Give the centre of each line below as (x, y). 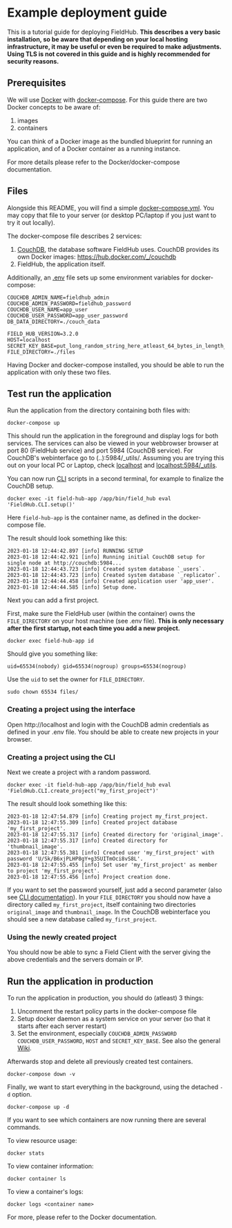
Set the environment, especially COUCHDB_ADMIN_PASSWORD (97, 1034)
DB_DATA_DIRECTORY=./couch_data (54, 322)
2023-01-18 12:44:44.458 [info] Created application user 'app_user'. (111, 581)
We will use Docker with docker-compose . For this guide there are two (107, 100)
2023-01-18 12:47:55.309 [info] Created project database (92, 822)
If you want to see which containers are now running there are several (107, 1120)
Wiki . (25, 1048)
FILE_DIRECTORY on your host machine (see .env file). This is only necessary (116, 621)
